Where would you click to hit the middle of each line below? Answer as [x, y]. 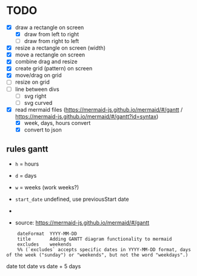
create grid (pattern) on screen [54, 69]
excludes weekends [44, 244]
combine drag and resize [46, 62]
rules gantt [27, 149]
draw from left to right [52, 34]
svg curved [38, 103]
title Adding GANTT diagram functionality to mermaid [95, 239]
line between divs [37, 89]
